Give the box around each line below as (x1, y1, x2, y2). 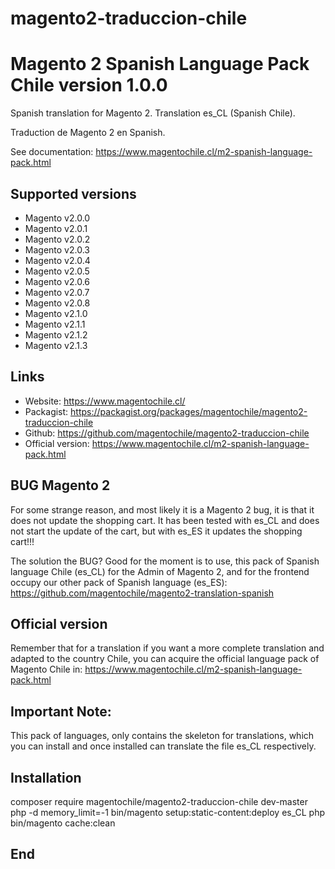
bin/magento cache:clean (10, 817, 116, 829)
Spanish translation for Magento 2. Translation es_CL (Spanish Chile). (10, 107, 296, 119)
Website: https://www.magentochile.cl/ (24, 395, 186, 407)
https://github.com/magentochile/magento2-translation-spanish (10, 587, 275, 599)
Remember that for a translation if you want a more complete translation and (10, 642, 325, 654)
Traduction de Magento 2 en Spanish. (10, 127, 166, 139)
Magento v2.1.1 (24, 318, 86, 330)
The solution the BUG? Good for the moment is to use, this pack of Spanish (10, 555, 320, 567)
